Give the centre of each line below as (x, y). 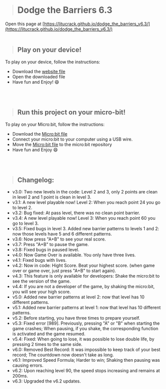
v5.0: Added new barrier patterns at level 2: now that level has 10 (78, 297)
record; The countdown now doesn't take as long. (63, 355)
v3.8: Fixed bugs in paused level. (46, 250)
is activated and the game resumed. (49, 334)
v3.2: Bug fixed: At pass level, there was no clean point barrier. (76, 213)
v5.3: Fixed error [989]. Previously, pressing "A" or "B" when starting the (86, 323)
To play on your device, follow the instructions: (53, 62)
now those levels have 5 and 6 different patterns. (62, 234)
